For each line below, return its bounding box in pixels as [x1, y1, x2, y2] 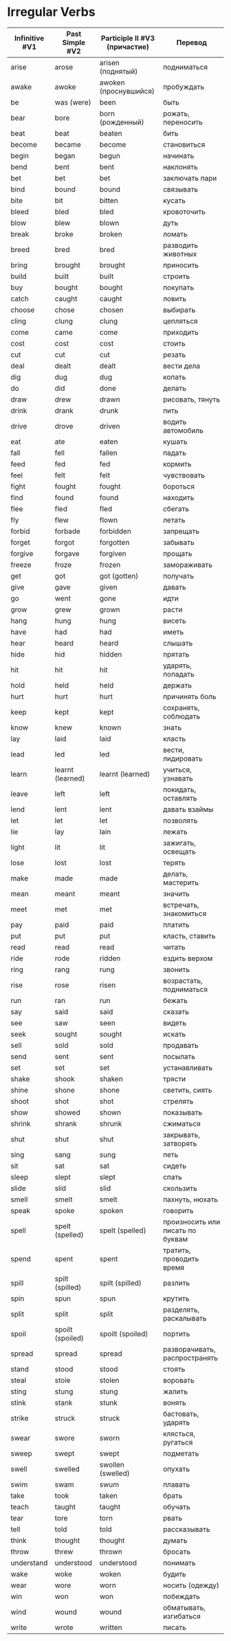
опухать [162, 1464, 190, 1474]
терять [162, 858, 186, 867]
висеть [162, 616, 187, 626]
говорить [162, 1206, 194, 1215]
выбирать [162, 305, 196, 314]
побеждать [162, 1591, 201, 1601]
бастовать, [162, 1409, 199, 1418]
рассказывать [162, 1524, 210, 1534]
